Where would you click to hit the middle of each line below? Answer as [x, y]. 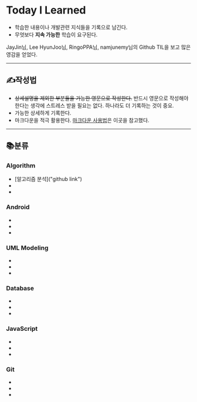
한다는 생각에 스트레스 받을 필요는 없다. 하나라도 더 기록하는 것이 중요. [94, 105]
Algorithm [21, 166]
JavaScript [22, 329]
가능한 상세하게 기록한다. [43, 113]
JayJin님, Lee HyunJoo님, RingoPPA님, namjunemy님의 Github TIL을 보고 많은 [98, 47]
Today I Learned [46, 10]
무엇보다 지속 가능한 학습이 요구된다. [56, 34]
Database [20, 288]
